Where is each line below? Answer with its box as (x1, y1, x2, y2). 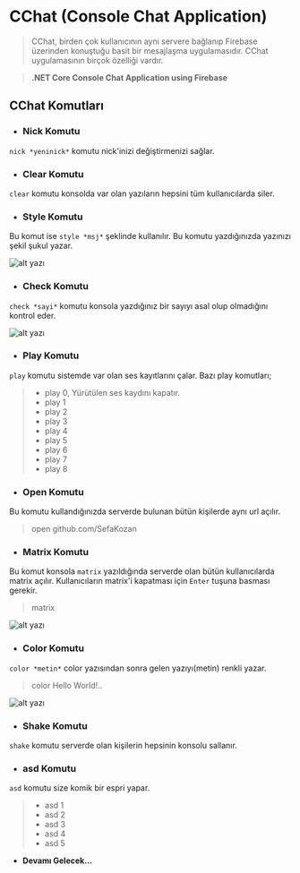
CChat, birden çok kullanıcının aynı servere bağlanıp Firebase (30, 36, 258, 47)
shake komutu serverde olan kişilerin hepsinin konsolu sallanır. (9, 740, 237, 750)
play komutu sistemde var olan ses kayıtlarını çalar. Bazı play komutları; (9, 370, 272, 381)
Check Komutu (21, 280, 90, 293)
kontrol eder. (9, 310, 56, 321)
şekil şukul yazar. (9, 240, 73, 252)
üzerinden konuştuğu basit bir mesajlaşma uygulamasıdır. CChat (30, 45, 269, 56)
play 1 (44, 397, 66, 407)
